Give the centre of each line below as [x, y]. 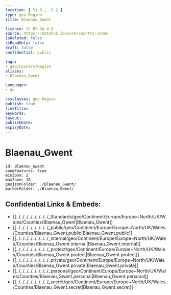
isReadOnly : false [25, 43]
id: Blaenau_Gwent [25, 166]
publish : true [20, 104]
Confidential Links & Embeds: [53, 204]
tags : [11, 62]
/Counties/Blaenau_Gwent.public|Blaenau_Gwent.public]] [72, 233]
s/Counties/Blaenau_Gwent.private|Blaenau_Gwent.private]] [76, 265]
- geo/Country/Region [28, 66]
